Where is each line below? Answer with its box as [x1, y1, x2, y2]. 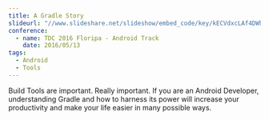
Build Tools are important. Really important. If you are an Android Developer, [8, 86, 259, 95]
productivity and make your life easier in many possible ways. [8, 102, 212, 112]
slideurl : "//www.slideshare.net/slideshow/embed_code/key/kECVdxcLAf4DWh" [8, 19, 267, 27]
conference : [8, 26, 48, 34]
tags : [8, 49, 26, 57]
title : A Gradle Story [8, 11, 84, 20]
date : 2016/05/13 [22, 42, 81, 50]
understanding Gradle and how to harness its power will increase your [8, 94, 240, 104]
